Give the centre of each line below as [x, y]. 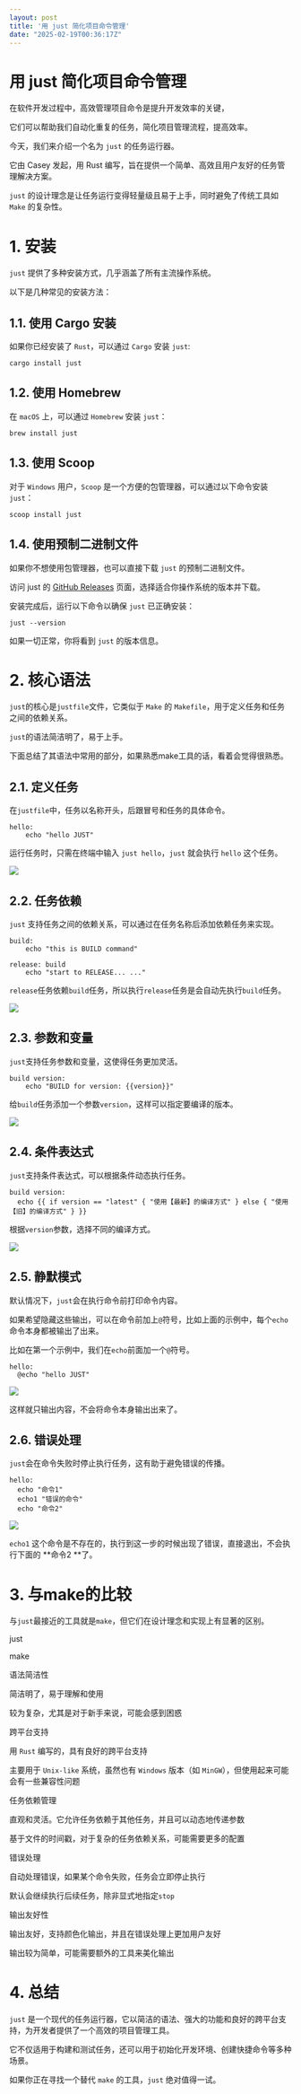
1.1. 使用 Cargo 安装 [63, 323]
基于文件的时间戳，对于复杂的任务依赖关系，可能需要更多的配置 [127, 1839]
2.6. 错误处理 [45, 1440]
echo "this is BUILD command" [82, 949]
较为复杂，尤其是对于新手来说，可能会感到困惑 [95, 1713]
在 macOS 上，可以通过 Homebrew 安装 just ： [88, 416]
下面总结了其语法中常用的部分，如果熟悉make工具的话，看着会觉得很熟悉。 [149, 756]
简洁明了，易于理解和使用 [56, 1694]
